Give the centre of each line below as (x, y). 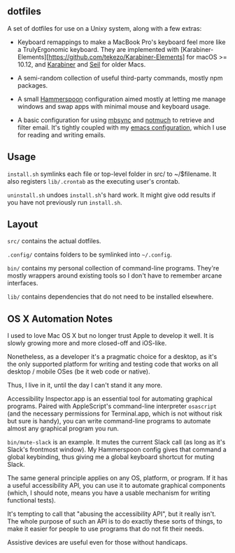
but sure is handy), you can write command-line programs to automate (109, 421)
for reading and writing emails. (62, 135)
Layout (23, 225)
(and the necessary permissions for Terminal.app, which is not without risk (115, 414)
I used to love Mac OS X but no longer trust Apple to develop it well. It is (111, 336)
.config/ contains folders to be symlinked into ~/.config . (90, 254)
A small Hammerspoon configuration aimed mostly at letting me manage (121, 99)
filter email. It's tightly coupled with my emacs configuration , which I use (122, 127)
